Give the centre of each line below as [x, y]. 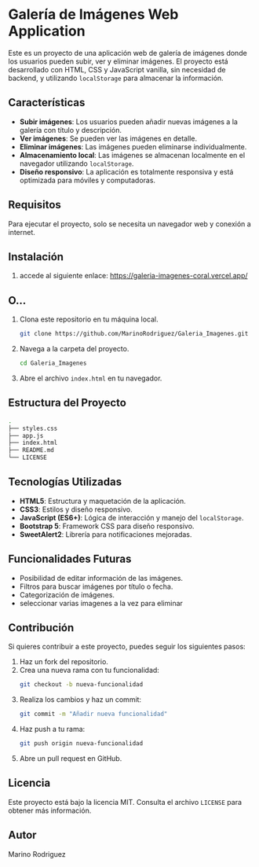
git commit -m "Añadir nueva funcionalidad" [93, 714]
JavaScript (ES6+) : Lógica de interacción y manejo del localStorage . [131, 517]
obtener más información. [50, 810]
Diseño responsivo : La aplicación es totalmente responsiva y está [126, 171]
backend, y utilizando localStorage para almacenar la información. [116, 78]
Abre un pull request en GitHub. [71, 759]
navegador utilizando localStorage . [77, 163]
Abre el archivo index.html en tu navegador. [91, 378]
